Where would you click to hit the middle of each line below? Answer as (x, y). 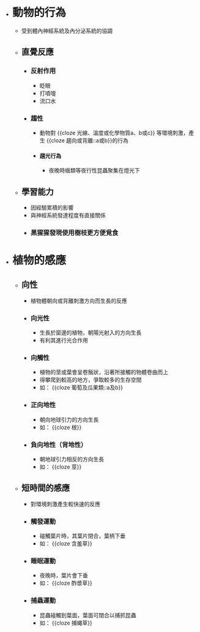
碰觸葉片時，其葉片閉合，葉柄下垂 (83, 536)
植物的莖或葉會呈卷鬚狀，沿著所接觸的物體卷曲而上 (104, 372)
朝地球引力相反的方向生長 (72, 459)
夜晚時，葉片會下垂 (64, 576)
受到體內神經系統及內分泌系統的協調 (67, 31)
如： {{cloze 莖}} (61, 467)
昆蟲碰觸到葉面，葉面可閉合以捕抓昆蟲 (88, 615)
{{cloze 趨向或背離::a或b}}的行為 (87, 140)
